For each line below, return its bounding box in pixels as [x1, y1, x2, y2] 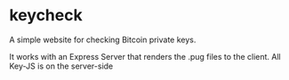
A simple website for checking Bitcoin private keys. [9, 34, 197, 45]
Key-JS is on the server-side [9, 61, 114, 71]
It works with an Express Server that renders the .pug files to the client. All [9, 51, 282, 62]
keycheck [9, 5, 83, 25]
